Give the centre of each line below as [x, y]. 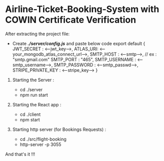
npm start [30, 119]
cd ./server [31, 89]
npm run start [34, 95]
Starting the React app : [37, 104]
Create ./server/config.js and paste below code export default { [79, 43]
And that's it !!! [20, 154]
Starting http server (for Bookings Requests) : [59, 129]
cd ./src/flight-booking [43, 139]
